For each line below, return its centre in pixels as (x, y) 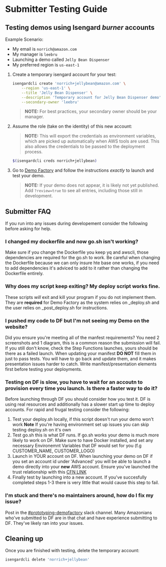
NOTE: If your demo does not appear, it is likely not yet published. (92, 185)
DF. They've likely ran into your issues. (45, 523)
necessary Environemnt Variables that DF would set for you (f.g (77, 446)
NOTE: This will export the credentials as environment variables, (90, 136)
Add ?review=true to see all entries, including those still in (83, 191)
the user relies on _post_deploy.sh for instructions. (56, 308)
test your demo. (28, 176)
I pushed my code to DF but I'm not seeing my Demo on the (77, 320)
